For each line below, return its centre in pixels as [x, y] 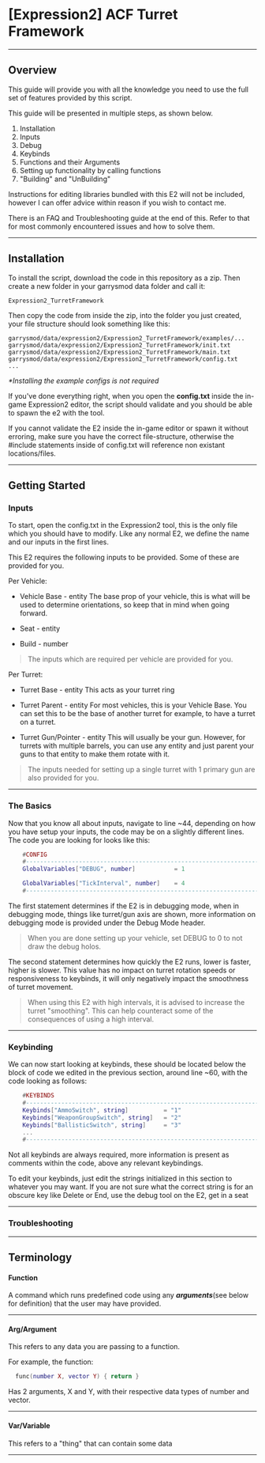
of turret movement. [41, 987]
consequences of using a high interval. [91, 1019]
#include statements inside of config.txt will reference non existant [117, 445]
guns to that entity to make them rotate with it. [95, 754]
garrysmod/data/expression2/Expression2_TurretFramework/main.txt [119, 352]
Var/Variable [29, 1425]
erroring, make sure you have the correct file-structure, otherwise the [121, 436]
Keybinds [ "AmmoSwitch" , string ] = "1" [102, 1110]
